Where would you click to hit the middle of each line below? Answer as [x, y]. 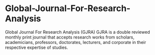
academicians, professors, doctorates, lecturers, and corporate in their [76, 42]
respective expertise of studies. [37, 47]
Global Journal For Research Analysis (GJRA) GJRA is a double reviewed [77, 32]
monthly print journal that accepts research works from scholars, [70, 37]
